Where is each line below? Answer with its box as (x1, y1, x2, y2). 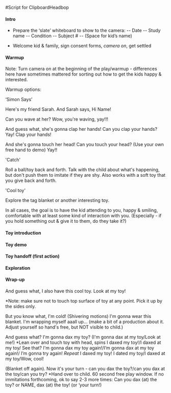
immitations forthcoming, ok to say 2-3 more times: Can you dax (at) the (5, 376, 157, 382)
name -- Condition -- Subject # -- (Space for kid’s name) (12, 33, 133, 39)
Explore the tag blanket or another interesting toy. (5, 197, 110, 203)
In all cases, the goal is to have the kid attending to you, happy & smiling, (5, 207, 158, 214)
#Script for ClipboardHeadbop (5, 5, 69, 10)
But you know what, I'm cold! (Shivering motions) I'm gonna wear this (5, 313, 152, 319)
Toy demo (5, 241, 27, 247)
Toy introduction (5, 230, 41, 236)
